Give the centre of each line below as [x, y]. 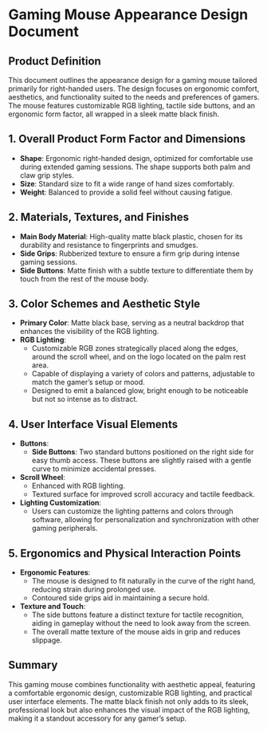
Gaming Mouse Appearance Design [128, 15]
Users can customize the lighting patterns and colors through [132, 511]
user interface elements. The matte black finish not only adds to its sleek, [129, 701]
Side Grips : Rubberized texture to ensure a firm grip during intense [130, 253]
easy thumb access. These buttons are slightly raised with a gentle [141, 461]
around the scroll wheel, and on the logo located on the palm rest [139, 357]
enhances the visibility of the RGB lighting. [89, 332]
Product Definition [55, 61]
